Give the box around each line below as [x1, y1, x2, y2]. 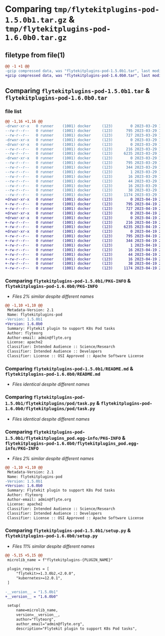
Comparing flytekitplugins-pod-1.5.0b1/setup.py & [5, 527, 131, 534]
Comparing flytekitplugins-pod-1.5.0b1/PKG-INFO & [5, 278, 131, 284]
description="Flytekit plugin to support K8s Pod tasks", [16, 626, 137, 631]
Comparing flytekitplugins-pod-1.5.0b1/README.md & [5, 365, 134, 372]
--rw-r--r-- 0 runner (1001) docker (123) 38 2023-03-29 [5, 188, 157, 193]
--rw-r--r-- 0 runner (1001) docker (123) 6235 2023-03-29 [5, 151, 157, 156]
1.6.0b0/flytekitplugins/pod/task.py [5, 406, 96, 412]
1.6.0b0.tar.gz [5, 33, 67, 42]
